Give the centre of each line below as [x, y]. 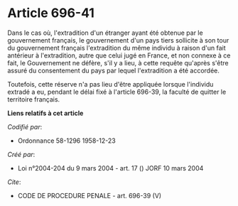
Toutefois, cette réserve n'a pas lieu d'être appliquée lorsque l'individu [110, 84]
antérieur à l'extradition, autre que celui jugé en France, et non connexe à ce [119, 55]
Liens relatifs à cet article [45, 113]
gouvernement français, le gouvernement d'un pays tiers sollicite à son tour [118, 40]
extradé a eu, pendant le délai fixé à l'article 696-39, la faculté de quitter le [117, 92]
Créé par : [21, 154]
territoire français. [34, 99]
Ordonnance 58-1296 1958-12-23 [66, 141]
